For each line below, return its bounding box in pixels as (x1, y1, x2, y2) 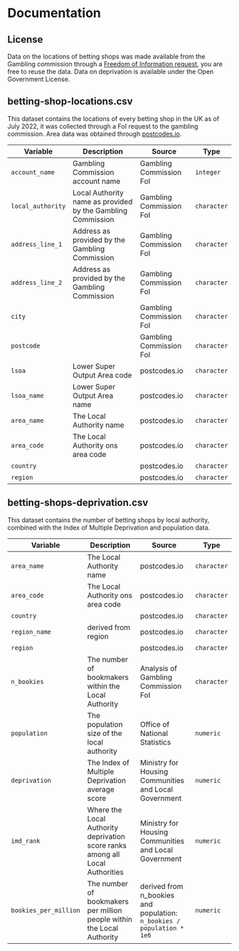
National (139, 728, 169, 738)
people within (87, 914, 133, 924)
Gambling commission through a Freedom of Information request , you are (7, 60, 223, 68)
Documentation (7, 5, 102, 21)
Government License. (7, 75, 70, 83)
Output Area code (72, 370, 132, 380)
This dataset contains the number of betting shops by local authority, (7, 515, 210, 524)
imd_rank (11, 836, 41, 845)
